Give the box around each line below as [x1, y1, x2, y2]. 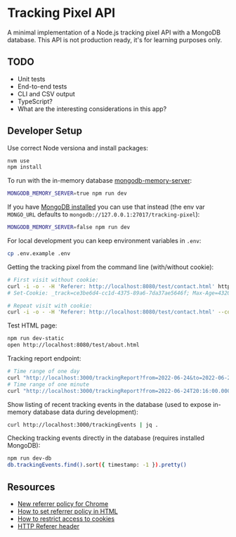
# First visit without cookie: [7, 276, 99, 283]
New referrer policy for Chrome [17, 500, 109, 507]
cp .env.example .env [7, 250, 71, 257]
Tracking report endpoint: [7, 354, 81, 363]
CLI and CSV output [17, 89, 75, 98]
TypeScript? [17, 97, 53, 105]
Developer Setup [7, 125, 83, 137]
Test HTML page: [7, 321, 58, 330]
